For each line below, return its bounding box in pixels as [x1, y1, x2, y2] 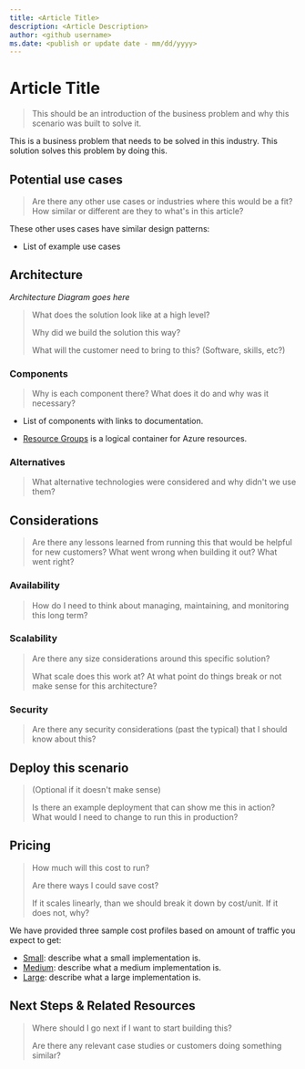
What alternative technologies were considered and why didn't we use [31, 476, 297, 488]
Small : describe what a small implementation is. [22, 952, 201, 963]
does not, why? [31, 907, 90, 918]
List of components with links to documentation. [22, 416, 204, 427]
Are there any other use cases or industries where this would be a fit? [31, 196, 293, 206]
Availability [9, 579, 61, 592]
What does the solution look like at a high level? [31, 309, 210, 320]
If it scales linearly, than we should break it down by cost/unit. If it [31, 898, 279, 908]
